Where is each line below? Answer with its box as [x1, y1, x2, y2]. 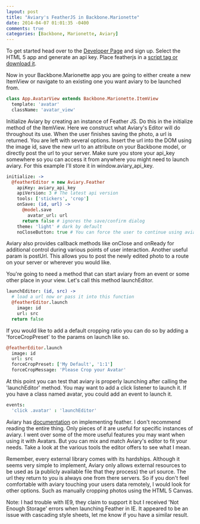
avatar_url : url [27, 212, 68, 218]
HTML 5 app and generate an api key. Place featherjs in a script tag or [6, 54, 178, 61]
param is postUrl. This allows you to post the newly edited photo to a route [6, 252, 189, 260]
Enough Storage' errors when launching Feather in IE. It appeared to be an [6, 505, 189, 512]
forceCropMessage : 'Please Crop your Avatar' [11, 367, 127, 373]
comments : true [6, 25, 44, 32]
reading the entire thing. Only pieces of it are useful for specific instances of [6, 424, 193, 431]
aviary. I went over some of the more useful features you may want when [6, 431, 185, 438]
